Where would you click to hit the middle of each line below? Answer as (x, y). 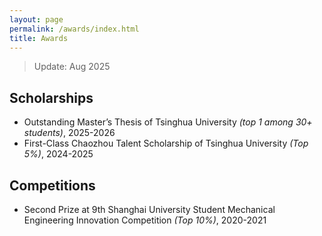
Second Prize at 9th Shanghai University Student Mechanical (149, 209)
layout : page (36, 19)
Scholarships (51, 97)
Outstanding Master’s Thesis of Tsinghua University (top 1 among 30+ (168, 122)
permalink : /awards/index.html (74, 29)
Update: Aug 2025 (72, 67)
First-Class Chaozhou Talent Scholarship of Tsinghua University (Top (166, 143)
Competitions (52, 185)
